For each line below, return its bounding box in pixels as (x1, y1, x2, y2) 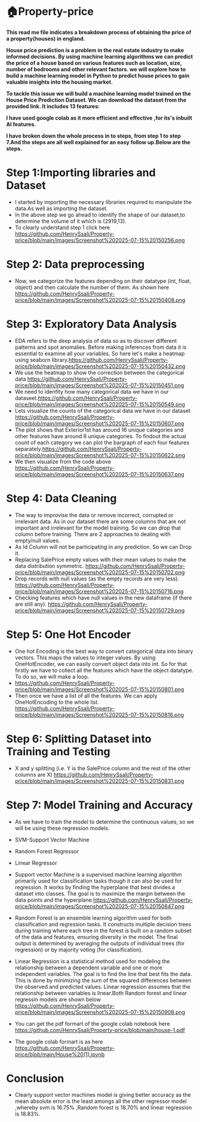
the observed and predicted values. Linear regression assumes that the (14, 983, 191, 990)
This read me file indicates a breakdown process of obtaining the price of (6, 28, 192, 36)
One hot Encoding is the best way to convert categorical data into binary (14, 647, 193, 655)
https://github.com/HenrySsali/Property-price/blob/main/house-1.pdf (14, 1026, 185, 1033)
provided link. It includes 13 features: (6, 102, 100, 110)
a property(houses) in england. (6, 35, 85, 42)
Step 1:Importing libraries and (6, 166, 156, 180)
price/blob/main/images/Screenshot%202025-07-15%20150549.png (14, 400, 185, 408)
